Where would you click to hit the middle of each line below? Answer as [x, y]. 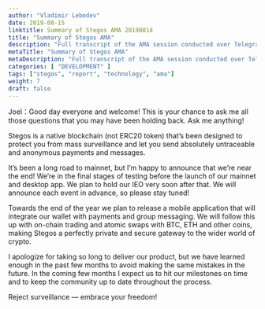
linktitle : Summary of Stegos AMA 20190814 [81, 30]
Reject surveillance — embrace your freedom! [83, 297]
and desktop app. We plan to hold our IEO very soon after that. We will [122, 185]
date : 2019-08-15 [37, 23]
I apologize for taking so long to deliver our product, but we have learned [127, 257]
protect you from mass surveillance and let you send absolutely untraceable [131, 144]
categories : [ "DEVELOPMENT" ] [60, 67]
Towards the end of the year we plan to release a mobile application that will [132, 208]
